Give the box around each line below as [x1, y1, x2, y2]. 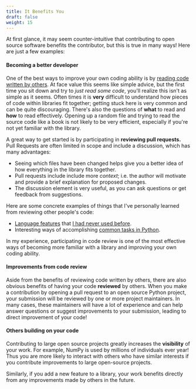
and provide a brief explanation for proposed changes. [14, 178, 147, 185]
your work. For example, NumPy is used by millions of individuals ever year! [6, 346, 189, 353]
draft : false [6, 14, 38, 20]
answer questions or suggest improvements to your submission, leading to [6, 307, 187, 314]
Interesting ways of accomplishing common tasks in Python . [14, 226, 160, 233]
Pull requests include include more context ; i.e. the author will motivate [14, 172, 187, 179]
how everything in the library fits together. [14, 165, 116, 173]
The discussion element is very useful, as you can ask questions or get [14, 184, 187, 191]
